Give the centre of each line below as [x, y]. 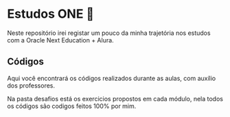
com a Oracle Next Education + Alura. [61, 40]
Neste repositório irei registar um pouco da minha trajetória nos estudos [109, 33]
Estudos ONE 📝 [51, 14]
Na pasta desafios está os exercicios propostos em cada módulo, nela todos [115, 99]
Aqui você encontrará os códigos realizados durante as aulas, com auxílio [112, 78]
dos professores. [31, 86]
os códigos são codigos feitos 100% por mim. [72, 106]
